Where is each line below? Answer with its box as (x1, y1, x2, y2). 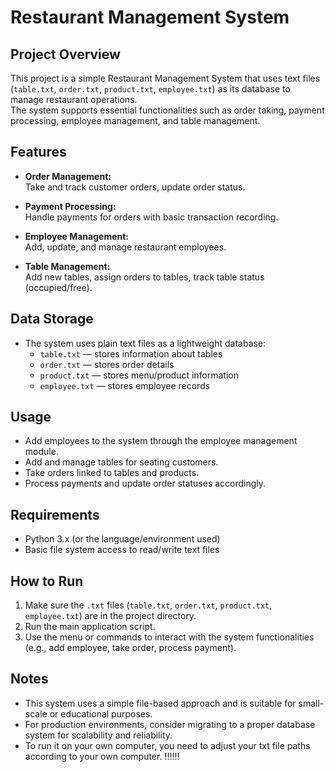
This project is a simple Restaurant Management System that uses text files (10, 72, 321, 84)
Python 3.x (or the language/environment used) (24, 533, 221, 545)
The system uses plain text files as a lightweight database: (24, 337, 267, 349)
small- (298, 697, 325, 709)
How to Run (10, 572, 84, 590)
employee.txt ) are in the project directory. (24, 610, 197, 622)
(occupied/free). (24, 281, 93, 293)
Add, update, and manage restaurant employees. (24, 241, 227, 253)
